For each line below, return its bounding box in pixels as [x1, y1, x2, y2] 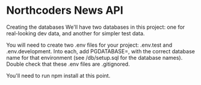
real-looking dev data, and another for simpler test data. [6, 29, 145, 37]
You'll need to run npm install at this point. [6, 72, 111, 79]
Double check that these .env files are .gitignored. [6, 60, 131, 68]
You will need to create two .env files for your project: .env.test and [6, 41, 173, 48]
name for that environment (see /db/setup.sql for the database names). [6, 54, 183, 61]
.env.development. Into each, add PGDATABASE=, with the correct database [6, 47, 196, 54]
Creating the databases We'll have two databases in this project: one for [6, 23, 185, 31]
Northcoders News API [6, 4, 123, 17]
